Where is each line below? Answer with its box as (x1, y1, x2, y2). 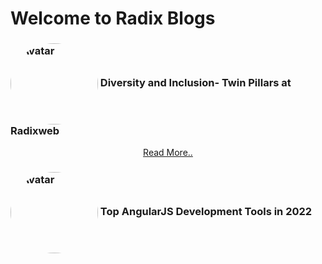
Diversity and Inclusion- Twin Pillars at (99, 76, 292, 90)
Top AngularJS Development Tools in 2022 (99, 205, 313, 219)
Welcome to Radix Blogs (10, 7, 216, 30)
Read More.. (143, 147, 193, 159)
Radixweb (10, 124, 60, 138)
